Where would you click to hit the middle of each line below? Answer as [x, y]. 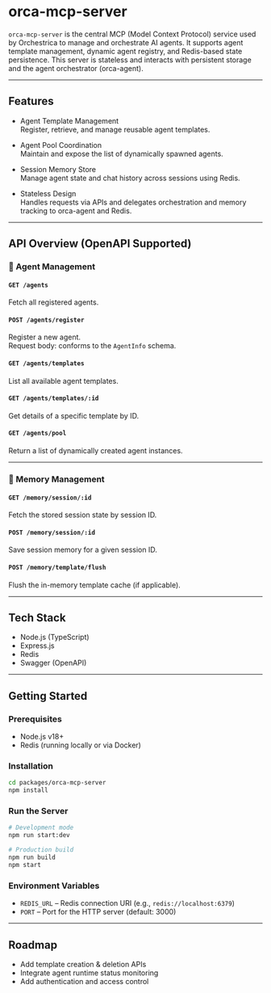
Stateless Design [48, 193]
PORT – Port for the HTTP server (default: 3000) [98, 912]
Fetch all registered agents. [54, 302]
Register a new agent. [45, 337]
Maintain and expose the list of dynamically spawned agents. [121, 154]
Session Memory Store [58, 169]
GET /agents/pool [38, 433]
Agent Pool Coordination [61, 145]
